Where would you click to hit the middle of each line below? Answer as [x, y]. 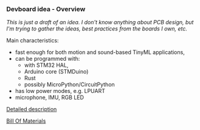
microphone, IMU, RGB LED [49, 97]
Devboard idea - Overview [46, 9]
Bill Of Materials [26, 121]
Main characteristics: [33, 41]
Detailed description [32, 109]
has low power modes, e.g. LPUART [60, 91]
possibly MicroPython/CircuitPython [70, 84]
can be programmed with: [47, 59]
